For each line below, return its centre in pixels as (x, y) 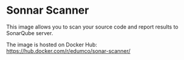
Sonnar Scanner (48, 10)
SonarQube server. (30, 33)
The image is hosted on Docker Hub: (52, 45)
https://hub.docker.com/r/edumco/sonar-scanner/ (68, 50)
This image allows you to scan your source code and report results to (93, 27)
